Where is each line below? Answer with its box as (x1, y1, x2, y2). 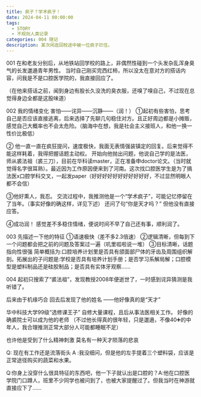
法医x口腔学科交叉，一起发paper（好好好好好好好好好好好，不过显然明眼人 (6, 172, 191, 180)
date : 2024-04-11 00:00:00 (6, 14, 74, 20)
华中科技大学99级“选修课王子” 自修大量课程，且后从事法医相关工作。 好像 (6, 308, 188, 316)
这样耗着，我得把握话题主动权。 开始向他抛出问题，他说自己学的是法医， (11, 150, 191, 157)
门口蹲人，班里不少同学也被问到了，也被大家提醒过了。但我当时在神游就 (16, 377, 195, 384)
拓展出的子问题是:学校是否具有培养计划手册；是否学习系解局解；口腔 (16, 255, 187, 262)
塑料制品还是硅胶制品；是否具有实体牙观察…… (16, 263, 131, 270)
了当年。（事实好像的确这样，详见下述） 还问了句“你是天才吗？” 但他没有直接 (6, 200, 195, 207)
